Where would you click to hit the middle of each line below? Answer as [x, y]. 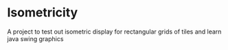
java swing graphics [35, 38]
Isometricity [43, 13]
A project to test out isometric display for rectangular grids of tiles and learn [114, 32]
